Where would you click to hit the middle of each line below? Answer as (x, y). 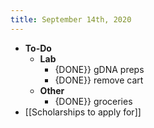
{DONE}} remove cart (99, 80)
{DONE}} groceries (93, 101)
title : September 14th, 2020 (71, 19)
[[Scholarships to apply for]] (83, 112)
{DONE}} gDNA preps (99, 69)
